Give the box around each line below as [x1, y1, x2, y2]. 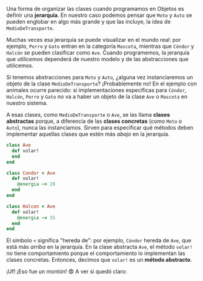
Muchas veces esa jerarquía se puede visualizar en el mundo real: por [6, 36, 181, 43]
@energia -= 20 [17, 181, 56, 187]
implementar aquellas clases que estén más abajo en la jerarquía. [6, 130, 170, 137]
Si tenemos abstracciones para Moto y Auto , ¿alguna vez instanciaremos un [6, 74, 193, 81]
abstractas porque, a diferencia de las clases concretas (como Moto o [6, 117, 182, 125]
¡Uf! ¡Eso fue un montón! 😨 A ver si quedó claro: [6, 268, 127, 275]
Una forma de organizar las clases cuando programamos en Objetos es [6, 5, 184, 12]
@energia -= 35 [17, 214, 56, 220]
